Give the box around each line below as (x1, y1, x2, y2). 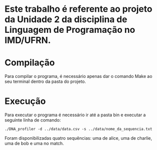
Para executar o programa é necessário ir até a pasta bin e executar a (4, 112, 146, 118)
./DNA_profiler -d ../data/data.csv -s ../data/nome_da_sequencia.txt (4, 126, 153, 132)
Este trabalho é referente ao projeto (4, 3, 153, 15)
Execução (4, 96, 46, 107)
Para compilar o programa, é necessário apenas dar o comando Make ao (4, 74, 153, 79)
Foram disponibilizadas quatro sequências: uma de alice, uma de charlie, (4, 135, 153, 141)
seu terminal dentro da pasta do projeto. (4, 78, 87, 84)
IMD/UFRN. (4, 35, 51, 46)
